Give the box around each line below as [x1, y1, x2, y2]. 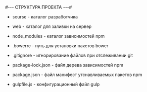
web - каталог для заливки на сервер [12, 23, 92, 29]
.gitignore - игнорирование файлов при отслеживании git [12, 52, 133, 58]
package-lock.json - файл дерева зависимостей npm [12, 62, 124, 68]
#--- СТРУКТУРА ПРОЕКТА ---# [5, 4, 72, 10]
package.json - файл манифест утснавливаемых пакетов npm [12, 72, 143, 78]
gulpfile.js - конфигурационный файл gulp [12, 82, 100, 87]
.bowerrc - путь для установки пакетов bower [12, 43, 109, 49]
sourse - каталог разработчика [12, 14, 78, 19]
